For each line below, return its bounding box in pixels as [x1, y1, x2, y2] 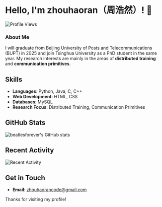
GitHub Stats [5, 119, 46, 127]
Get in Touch [5, 174, 46, 182]
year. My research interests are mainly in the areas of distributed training [5, 56, 156, 62]
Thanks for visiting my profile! [5, 197, 66, 203]
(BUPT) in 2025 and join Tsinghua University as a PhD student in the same [5, 50, 158, 56]
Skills [5, 75, 22, 83]
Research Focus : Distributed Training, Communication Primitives [12, 104, 146, 110]
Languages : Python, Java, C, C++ [12, 88, 82, 94]
